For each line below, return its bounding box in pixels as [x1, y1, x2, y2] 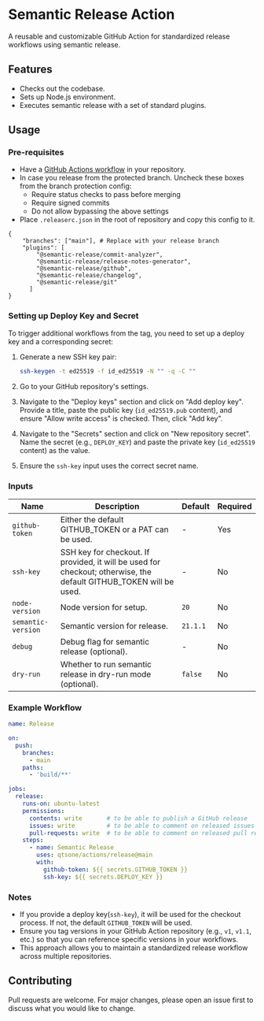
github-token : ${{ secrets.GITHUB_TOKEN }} [42, 865, 189, 874]
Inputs [8, 481, 34, 492]
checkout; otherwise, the [60, 566, 152, 577]
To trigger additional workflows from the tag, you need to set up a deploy [8, 329, 245, 338]
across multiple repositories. [19, 952, 112, 960]
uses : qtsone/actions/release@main [36, 851, 153, 859]
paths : [22, 763, 44, 771]
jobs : [8, 785, 26, 793]
